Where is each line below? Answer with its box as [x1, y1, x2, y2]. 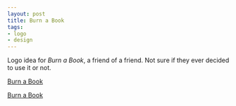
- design [7, 37, 33, 44]
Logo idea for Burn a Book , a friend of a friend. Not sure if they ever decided [7, 56, 230, 64]
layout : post [7, 10, 46, 18]
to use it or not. [7, 64, 51, 72]
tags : [7, 23, 23, 30]
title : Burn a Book [7, 17, 65, 24]
